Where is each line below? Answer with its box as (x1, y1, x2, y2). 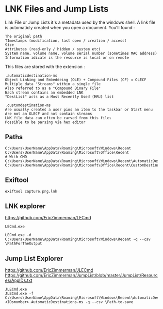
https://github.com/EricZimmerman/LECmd (5, 215, 91, 221)
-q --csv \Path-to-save (85, 300, 133, 305)
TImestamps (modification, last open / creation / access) (5, 38, 127, 43)
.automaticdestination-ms (5, 73, 57, 78)
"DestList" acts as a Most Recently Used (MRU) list (5, 94, 114, 99)
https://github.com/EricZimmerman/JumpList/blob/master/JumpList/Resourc (5, 273, 158, 278)
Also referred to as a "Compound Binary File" (5, 86, 101, 91)
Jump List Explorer (5, 254, 63, 262)
